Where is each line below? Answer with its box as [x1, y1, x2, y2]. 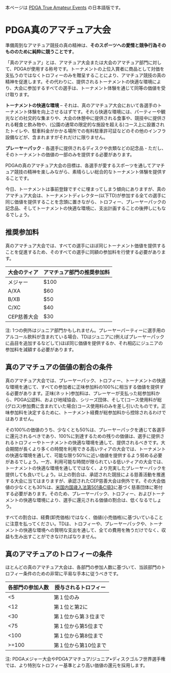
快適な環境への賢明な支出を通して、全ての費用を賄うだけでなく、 [22, 527, 162, 533]
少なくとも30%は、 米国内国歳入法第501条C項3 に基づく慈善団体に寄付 [14, 484, 163, 490]
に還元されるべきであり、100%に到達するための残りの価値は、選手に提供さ [5, 433, 165, 439]
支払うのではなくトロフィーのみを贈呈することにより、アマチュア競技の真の [5, 72, 166, 78]
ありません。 [9, 416, 37, 422]
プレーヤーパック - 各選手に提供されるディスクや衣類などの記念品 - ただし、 [5, 145, 166, 151]
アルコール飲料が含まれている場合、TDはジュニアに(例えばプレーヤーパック [5, 333, 165, 340]
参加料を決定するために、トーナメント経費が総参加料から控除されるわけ [9, 409, 162, 415]
